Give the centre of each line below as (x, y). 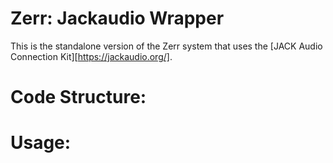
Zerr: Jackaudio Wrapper (117, 18)
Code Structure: (78, 97)
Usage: (41, 143)
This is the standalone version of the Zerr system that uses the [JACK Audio (166, 46)
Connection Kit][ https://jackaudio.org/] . (91, 56)
